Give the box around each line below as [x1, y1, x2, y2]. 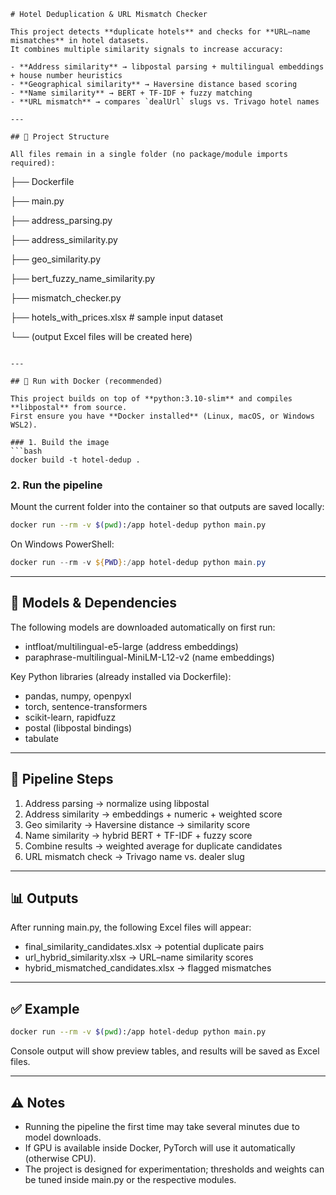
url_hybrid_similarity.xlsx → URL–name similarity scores [24, 951, 254, 964]
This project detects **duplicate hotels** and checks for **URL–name [10, 27, 311, 37]
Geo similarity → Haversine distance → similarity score [24, 818, 251, 830]
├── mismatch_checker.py [10, 292, 122, 304]
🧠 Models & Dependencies [10, 595, 178, 612]
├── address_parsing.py [10, 215, 113, 226]
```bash [10, 446, 43, 456]
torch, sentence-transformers [24, 700, 148, 712]
